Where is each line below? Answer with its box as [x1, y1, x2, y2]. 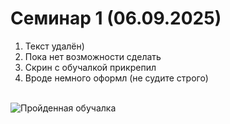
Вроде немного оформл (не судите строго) [24, 72, 209, 84]
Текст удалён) [24, 40, 85, 52]
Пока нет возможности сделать [24, 50, 162, 62]
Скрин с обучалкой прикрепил [24, 61, 157, 73]
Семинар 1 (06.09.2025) [10, 7, 222, 30]
